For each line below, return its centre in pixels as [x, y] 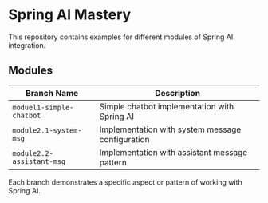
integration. [27, 45]
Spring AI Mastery [70, 15]
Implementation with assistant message [173, 152]
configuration [124, 139]
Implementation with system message [170, 129]
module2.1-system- [47, 130]
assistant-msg [39, 161]
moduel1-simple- [43, 107]
